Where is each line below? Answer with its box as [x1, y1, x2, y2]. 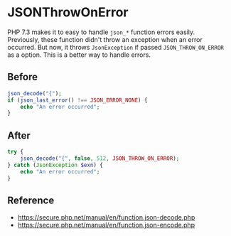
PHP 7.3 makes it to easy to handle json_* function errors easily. [7, 28, 195, 36]
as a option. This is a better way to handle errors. [7, 50, 151, 59]
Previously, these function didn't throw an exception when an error [7, 35, 203, 43]
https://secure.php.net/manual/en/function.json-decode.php [17, 213, 195, 222]
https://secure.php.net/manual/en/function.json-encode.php [17, 221, 195, 230]
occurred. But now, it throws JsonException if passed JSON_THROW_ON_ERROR [7, 43, 224, 51]
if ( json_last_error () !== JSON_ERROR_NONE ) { [7, 97, 148, 104]
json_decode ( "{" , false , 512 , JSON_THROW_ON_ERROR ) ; [20, 154, 180, 162]
